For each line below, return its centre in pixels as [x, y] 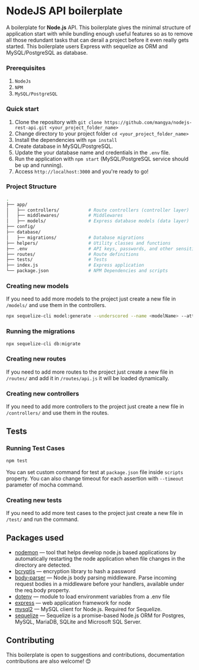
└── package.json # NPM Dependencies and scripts [87, 271]
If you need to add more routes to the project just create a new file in [90, 372]
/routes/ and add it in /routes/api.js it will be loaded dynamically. [88, 378]
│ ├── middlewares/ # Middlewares [65, 216]
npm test [17, 461]
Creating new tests [34, 500]
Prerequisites [26, 68]
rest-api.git [31, 128]
